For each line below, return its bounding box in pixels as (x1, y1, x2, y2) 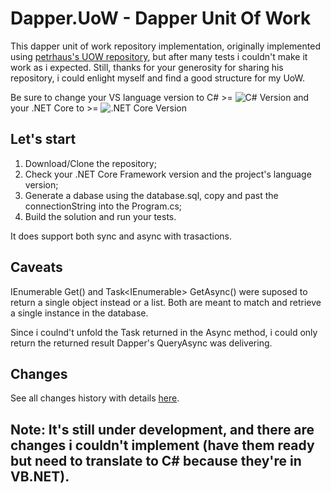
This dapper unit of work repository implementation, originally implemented (10, 40, 321, 52)
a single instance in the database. (10, 307, 149, 319)
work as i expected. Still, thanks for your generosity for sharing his (10, 61, 284, 73)
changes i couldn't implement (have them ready (10, 437, 315, 454)
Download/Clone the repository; (24, 157, 157, 169)
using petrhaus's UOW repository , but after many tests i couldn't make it (10, 50, 308, 62)
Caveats (10, 259, 63, 276)
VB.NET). (10, 468, 70, 485)
